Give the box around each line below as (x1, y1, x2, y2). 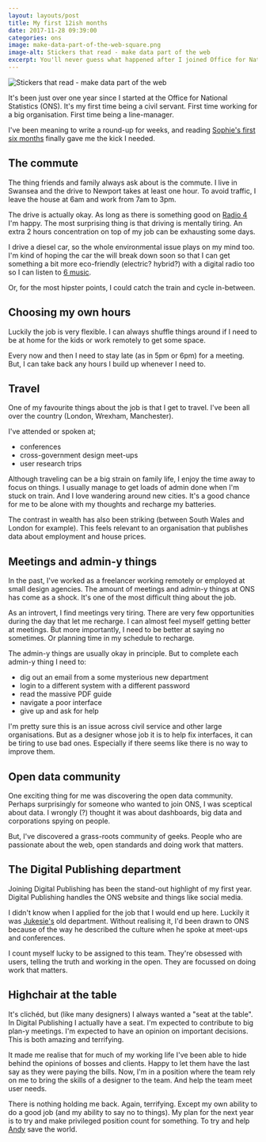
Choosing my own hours (8, 306, 131, 320)
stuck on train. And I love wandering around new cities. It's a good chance (8, 491, 251, 500)
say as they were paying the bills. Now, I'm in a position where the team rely (8, 1067, 256, 1076)
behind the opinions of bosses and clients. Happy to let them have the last (8, 1058, 250, 1067)
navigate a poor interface (19, 698, 103, 707)
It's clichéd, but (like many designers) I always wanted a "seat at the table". (8, 1009, 253, 1019)
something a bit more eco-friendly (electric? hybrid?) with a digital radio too (8, 259, 255, 268)
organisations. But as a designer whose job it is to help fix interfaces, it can (8, 730, 253, 740)
